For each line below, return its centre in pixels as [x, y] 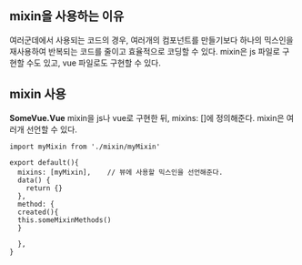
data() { [34, 180]
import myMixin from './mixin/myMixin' [85, 147]
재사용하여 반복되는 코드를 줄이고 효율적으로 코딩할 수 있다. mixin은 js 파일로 [145, 51]
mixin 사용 [38, 94]
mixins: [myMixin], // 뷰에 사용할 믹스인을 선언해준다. [121, 172]
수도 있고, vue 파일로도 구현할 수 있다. [94, 63]
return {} [45, 188]
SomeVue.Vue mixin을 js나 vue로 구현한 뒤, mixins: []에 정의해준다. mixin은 [147, 117]
